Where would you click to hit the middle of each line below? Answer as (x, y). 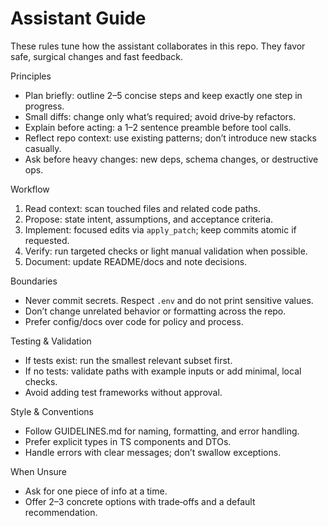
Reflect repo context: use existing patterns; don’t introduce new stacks (170, 138)
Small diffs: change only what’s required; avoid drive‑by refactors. (160, 116)
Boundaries (34, 281)
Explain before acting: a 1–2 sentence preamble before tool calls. (158, 127)
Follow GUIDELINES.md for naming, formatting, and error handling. (162, 431)
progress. (44, 106)
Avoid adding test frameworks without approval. (123, 392)
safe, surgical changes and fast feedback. (96, 56)
